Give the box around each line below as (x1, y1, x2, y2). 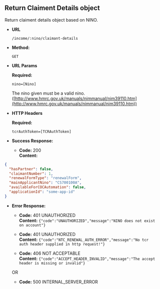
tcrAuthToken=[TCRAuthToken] (11, 129, 72, 134)
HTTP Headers (11, 110, 43, 116)
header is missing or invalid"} (19, 261, 85, 265)
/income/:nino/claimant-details (11, 36, 78, 41)
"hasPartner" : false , (9, 166, 53, 171)
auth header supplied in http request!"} (19, 241, 105, 247)
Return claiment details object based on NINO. (4, 17, 98, 23)
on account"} (19, 223, 46, 228)
